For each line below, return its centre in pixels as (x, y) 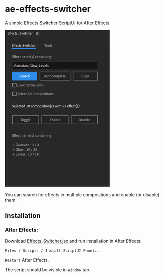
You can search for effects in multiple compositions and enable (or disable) (82, 195)
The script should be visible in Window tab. (48, 270)
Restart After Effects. (27, 260)
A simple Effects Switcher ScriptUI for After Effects (57, 23)
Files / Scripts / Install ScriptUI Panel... (53, 251)
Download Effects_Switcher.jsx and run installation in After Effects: (73, 241)
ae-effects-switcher (48, 9)
